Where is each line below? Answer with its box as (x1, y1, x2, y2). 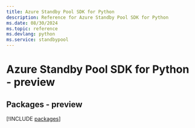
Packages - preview (6, 99, 83, 109)
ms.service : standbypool (6, 37, 69, 43)
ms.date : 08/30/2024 (6, 20, 59, 26)
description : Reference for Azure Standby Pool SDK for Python (6, 14, 169, 20)
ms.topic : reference (6, 25, 59, 32)
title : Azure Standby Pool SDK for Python (6, 8, 115, 15)
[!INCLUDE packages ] (6, 115, 61, 122)
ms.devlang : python (6, 31, 56, 37)
